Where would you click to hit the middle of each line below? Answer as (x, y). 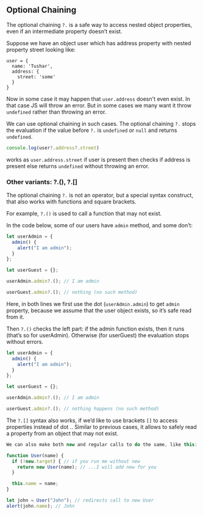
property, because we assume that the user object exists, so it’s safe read (99, 310)
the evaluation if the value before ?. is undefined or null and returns (92, 130)
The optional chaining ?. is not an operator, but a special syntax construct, (100, 195)
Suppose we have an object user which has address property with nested (99, 43)
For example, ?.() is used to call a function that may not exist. (84, 213)
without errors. (25, 342)
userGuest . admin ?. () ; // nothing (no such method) (72, 293)
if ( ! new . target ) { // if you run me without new (76, 461)
